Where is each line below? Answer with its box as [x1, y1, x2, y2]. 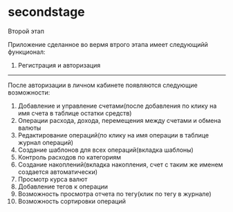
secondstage [8, 4, 85, 20]
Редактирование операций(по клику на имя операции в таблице [17, 131, 209, 139]
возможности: [8, 88, 50, 97]
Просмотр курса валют [17, 175, 88, 183]
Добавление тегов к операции [17, 182, 108, 191]
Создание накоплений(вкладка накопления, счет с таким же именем [17, 160, 223, 168]
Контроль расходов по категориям [17, 153, 122, 161]
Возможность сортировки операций [17, 197, 127, 205]
